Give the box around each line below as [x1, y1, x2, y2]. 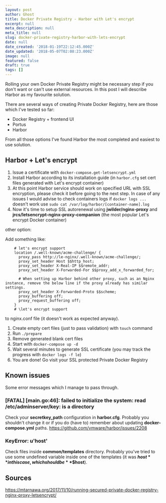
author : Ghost [5, 12, 35, 17]
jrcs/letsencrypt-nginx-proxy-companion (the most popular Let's [12, 211, 149, 217]
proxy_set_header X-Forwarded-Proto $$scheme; [18, 289, 117, 294]
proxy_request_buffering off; [18, 298, 81, 303]
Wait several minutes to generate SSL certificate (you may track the [12, 346, 151, 352]
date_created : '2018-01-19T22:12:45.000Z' [5, 44, 94, 49]
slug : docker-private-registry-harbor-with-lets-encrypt [5, 35, 126, 40]
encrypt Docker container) [12, 217, 67, 223]
